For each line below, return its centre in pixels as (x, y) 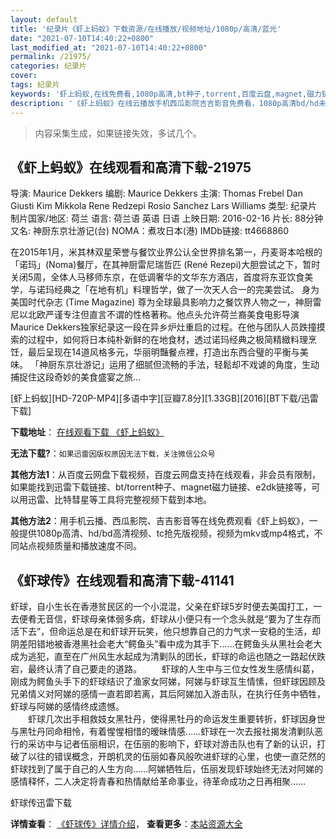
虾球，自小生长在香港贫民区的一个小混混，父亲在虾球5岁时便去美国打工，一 (166, 607)
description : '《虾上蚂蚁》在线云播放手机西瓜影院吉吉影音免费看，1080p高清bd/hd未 (168, 103)
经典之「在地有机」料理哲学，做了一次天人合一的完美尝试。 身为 (186, 290)
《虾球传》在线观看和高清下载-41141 (122, 580)
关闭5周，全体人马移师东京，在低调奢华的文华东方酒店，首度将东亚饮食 (157, 277)
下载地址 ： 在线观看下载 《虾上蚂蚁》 (87, 432)
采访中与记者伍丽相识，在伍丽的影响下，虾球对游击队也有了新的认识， (172, 744)
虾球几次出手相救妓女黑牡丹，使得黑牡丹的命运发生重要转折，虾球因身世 (176, 719)
